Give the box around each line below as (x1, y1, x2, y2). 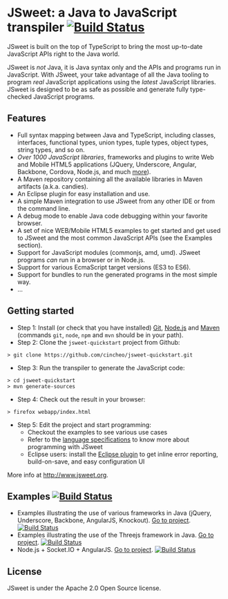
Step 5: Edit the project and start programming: (17, 420, 152, 429)
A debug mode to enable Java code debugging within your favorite (17, 211, 209, 220)
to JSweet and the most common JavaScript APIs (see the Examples (17, 234, 213, 242)
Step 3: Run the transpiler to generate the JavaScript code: (17, 363, 185, 372)
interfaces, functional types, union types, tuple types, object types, (17, 138, 209, 146)
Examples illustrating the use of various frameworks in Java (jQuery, (17, 509, 212, 517)
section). (17, 240, 43, 249)
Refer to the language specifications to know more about (27, 435, 190, 444)
